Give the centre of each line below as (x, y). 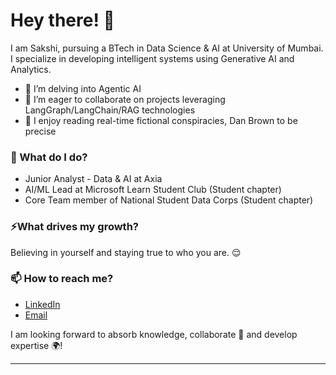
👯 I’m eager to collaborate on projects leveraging (125, 99)
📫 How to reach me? (62, 279)
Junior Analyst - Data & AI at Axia (93, 179)
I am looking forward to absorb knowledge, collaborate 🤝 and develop (154, 334)
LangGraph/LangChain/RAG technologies (110, 110)
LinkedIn (42, 304)
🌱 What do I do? (49, 157)
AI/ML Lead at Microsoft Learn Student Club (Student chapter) (153, 190)
